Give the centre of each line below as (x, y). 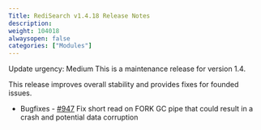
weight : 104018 (34, 31)
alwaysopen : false (39, 38)
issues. (20, 93)
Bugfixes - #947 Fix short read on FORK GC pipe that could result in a (137, 109)
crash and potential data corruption (79, 117)
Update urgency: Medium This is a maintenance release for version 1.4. (127, 69)
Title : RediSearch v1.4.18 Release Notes (79, 16)
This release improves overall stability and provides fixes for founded (124, 85)
